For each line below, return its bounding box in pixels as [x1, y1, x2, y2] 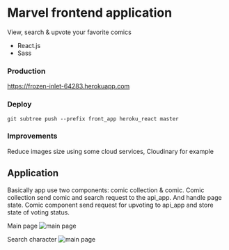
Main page [7, 221, 38, 230]
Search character [7, 235, 57, 243]
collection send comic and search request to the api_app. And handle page [7, 193, 222, 201]
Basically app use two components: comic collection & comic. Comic [7, 186, 205, 194]
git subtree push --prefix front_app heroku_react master [7, 115, 179, 123]
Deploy [7, 100, 32, 109]
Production [7, 66, 46, 76]
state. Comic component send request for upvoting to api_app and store [7, 201, 214, 209]
